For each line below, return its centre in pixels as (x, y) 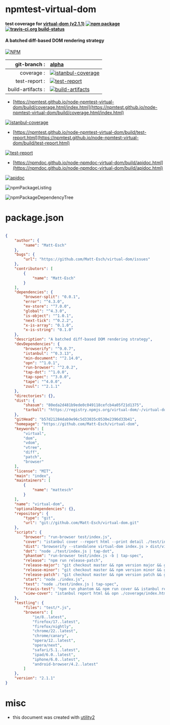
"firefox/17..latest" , (56, 622)
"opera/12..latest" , (54, 641)
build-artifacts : (27, 89)
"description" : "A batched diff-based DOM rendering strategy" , (83, 339)
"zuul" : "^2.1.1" (41, 386)
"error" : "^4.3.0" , (44, 302)
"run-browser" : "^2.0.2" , (51, 368)
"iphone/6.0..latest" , (56, 659)
